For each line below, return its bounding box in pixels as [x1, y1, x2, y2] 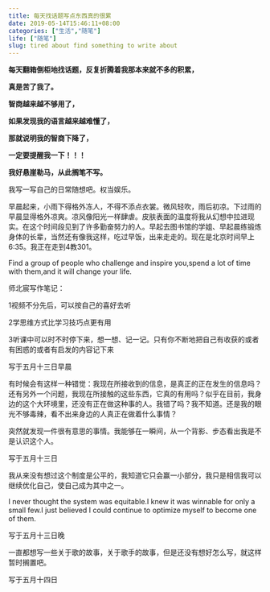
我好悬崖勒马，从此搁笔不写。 [8, 168, 107, 177]
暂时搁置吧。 [8, 557, 51, 568]
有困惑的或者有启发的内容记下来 [8, 345, 114, 354]
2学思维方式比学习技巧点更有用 [8, 317, 112, 327]
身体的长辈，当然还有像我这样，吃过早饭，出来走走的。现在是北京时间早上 [8, 232, 255, 242]
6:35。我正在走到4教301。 [8, 242, 96, 252]
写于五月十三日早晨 [8, 362, 72, 371]
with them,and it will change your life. [8, 267, 133, 276]
